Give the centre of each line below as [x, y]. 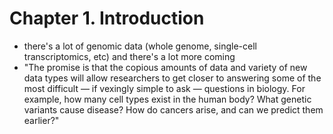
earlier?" [41, 120]
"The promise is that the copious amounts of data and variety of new [165, 67]
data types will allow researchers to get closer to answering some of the [172, 78]
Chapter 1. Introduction [107, 18]
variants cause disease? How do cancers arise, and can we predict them [173, 109]
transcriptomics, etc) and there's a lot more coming [129, 56]
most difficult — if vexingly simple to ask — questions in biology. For [164, 88]
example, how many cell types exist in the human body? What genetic [167, 99]
